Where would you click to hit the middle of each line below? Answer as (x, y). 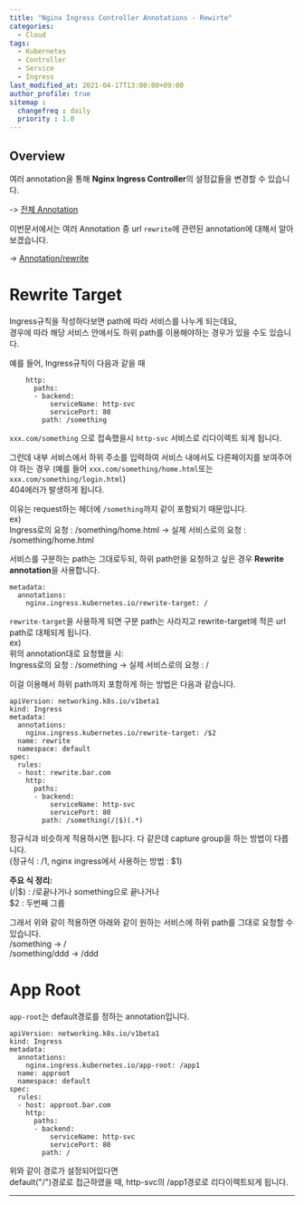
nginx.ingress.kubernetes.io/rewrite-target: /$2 (121, 733)
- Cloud (32, 34)
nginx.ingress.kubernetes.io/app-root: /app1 (113, 1065)
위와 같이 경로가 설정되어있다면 (64, 1171)
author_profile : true (50, 93)
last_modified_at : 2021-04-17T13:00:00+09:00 (96, 85)
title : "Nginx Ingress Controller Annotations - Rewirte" (121, 18)
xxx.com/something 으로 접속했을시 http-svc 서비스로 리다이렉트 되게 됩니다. (146, 437)
